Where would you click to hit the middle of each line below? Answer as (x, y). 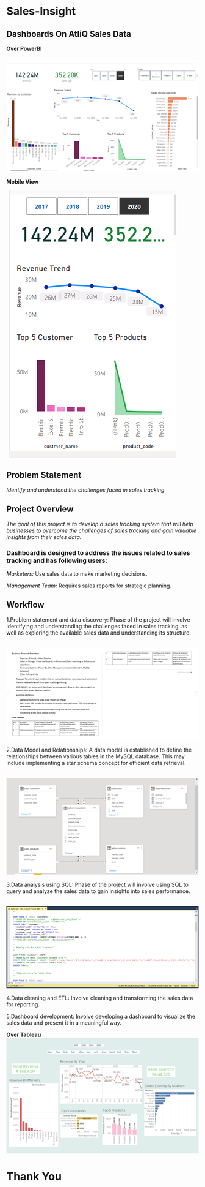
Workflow (25, 605)
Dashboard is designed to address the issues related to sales (98, 552)
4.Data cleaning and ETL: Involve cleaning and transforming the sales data (100, 998)
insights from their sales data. (44, 537)
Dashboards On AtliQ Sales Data (69, 34)
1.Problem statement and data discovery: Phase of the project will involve (98, 619)
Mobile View (22, 182)
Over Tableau (24, 1035)
